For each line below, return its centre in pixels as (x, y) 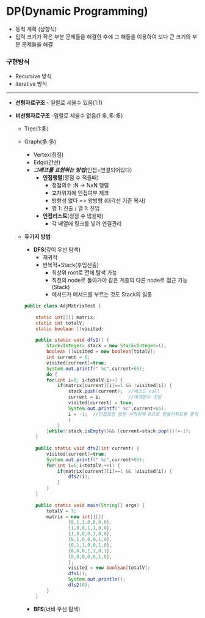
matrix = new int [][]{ (75, 517)
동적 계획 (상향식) (36, 29)
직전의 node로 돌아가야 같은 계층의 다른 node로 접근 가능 (120, 281)
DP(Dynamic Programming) (77, 11)
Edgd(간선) (47, 162)
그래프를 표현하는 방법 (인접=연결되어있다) (83, 170)
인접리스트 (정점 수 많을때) (73, 216)
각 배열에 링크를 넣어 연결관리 (87, 224)
